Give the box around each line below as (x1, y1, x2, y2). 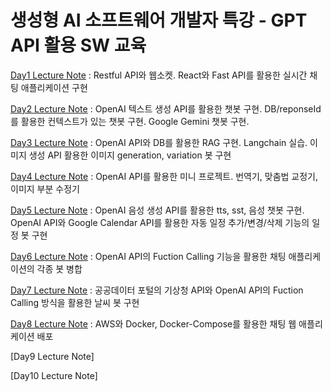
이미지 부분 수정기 (10, 182, 80, 195)
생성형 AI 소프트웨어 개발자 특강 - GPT (10, 9, 308, 32)
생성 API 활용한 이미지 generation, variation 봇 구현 (28, 149, 232, 161)
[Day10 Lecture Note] (10, 369, 98, 381)
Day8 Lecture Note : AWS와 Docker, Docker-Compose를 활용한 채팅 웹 (10, 317, 297, 330)
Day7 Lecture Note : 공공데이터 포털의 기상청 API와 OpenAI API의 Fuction (10, 284, 304, 296)
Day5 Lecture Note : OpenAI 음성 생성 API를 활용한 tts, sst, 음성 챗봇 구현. (10, 204, 305, 216)
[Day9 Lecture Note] (10, 350, 95, 362)
